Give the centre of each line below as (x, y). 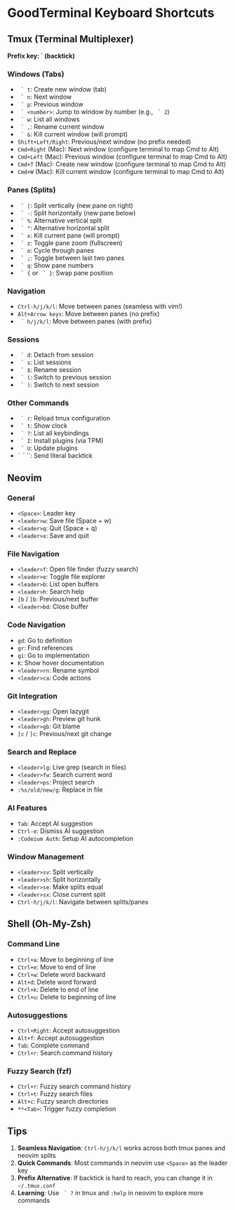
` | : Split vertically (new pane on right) (77, 205)
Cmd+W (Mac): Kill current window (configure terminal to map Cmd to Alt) (121, 172)
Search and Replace (42, 751)
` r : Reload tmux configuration (66, 418)
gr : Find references (45, 648)
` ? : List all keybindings (55, 433)
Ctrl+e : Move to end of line (56, 967)
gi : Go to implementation (53, 655)
